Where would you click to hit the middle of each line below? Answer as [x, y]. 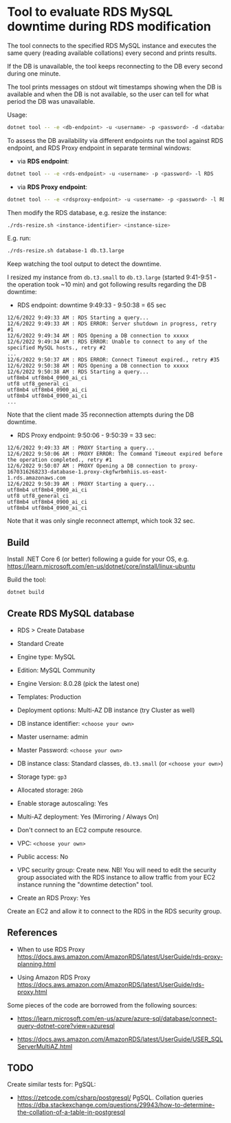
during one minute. [34, 74]
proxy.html [32, 992]
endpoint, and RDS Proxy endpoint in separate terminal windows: [99, 148]
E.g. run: [19, 238]
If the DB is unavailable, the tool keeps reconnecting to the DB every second [115, 66]
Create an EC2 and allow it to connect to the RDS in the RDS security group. [114, 911]
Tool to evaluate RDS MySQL [90, 12]
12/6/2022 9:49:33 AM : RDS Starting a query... [78, 318]
